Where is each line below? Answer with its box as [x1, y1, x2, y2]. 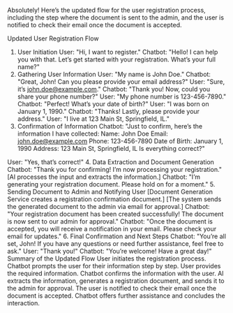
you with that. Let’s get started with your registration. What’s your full [17, 55, 216, 64]
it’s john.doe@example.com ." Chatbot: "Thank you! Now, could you [17, 85, 211, 93]
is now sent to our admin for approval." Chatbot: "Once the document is [7, 217, 213, 226]
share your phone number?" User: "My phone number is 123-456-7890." [17, 92, 227, 101]
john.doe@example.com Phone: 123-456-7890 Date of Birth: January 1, [17, 137, 223, 145]
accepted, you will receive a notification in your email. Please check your [7, 225, 217, 233]
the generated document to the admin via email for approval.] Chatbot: [7, 203, 211, 210]
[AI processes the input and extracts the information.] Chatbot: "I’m [7, 173, 201, 181]
